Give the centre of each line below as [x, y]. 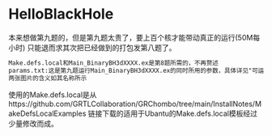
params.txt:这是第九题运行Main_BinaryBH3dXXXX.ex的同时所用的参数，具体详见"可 [134, 70]
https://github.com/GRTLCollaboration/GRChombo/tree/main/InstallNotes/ [132, 104]
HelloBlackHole [61, 14]
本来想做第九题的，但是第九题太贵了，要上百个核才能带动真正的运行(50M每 [134, 37]
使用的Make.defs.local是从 [53, 95]
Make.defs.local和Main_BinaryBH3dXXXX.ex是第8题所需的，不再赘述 [113, 63]
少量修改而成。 [33, 123]
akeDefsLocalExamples [47, 113]
